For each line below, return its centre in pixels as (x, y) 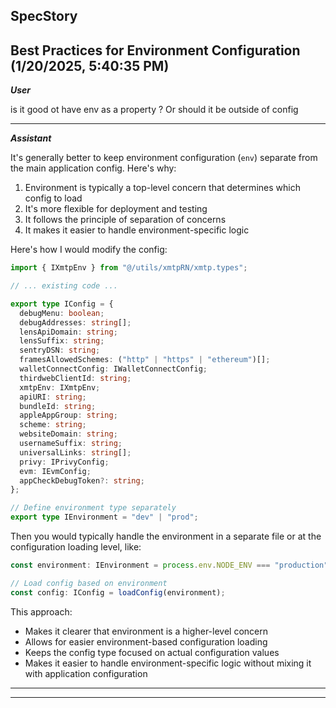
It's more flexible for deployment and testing (116, 209)
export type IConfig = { (62, 304)
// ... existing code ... (64, 286)
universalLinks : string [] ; (75, 452)
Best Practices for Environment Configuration (155, 50)
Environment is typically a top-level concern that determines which (162, 188)
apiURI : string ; (53, 397)
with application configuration (86, 673)
